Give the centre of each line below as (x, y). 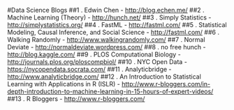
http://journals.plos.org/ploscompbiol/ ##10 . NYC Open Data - (97, 62)
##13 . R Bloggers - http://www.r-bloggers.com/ (76, 99)
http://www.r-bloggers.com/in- (166, 84)
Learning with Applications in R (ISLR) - (64, 84)
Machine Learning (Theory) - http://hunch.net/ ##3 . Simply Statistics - (109, 17)
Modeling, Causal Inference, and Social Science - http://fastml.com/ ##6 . (114, 32)
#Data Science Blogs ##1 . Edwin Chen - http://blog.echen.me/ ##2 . (106, 10)
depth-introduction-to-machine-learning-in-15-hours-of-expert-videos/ (110, 91)
